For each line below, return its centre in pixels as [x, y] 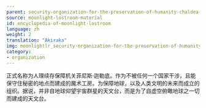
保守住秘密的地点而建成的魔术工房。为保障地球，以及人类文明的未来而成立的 [103, 83]
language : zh [23, 29]
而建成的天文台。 [28, 98]
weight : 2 [19, 35]
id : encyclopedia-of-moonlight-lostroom [59, 23]
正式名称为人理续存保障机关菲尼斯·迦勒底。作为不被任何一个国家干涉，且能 [101, 75]
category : [19, 52]
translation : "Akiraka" [37, 40]
